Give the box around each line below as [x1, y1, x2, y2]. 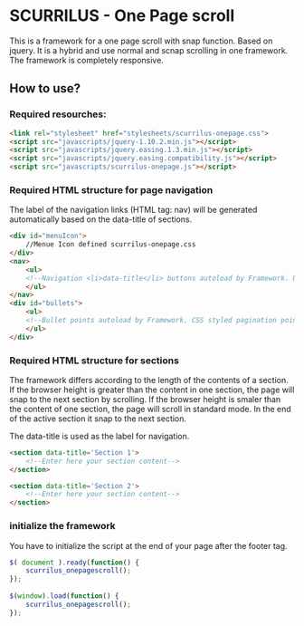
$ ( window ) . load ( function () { [9, 592, 119, 601]
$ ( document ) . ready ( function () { [9, 558, 140, 567]
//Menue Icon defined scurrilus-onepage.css [25, 240, 196, 249]
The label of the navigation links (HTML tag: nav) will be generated [9, 205, 258, 216]
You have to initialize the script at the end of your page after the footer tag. [9, 540, 288, 551]
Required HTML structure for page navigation [9, 183, 214, 196]
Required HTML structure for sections [9, 354, 179, 367]
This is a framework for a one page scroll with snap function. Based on [9, 35, 273, 46]
